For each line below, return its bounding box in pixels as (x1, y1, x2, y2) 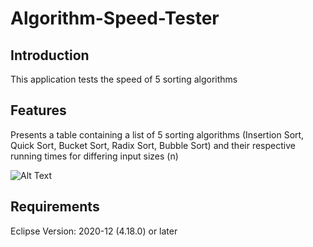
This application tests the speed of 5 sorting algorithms (10, 73, 238, 85)
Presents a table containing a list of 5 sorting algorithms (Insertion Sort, (10, 128, 305, 141)
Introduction (10, 47, 90, 64)
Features (10, 102, 67, 119)
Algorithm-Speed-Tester (10, 7, 220, 30)
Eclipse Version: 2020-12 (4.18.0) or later (10, 225, 178, 237)
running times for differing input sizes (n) (10, 150, 179, 162)
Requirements (10, 198, 100, 216)
